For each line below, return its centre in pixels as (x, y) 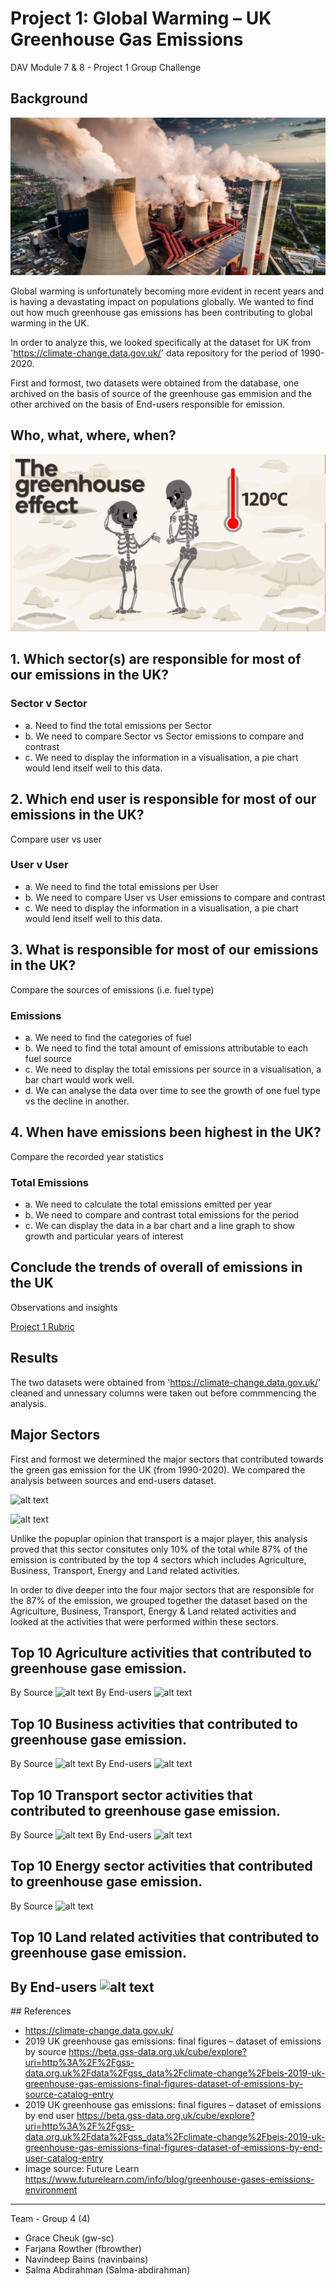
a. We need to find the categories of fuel (108, 1037)
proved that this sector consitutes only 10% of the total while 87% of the (159, 1549)
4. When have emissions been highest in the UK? (166, 1132)
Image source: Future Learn (82, 2168)
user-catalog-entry (64, 2158)
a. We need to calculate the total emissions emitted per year (148, 1204)
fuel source (48, 1058)
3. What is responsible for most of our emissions (164, 950)
